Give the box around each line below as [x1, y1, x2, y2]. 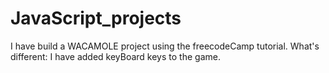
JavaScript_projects [10, 7, 182, 30]
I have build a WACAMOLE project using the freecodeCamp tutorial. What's [10, 40, 320, 52]
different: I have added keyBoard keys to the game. [10, 50, 221, 62]
